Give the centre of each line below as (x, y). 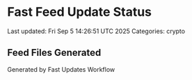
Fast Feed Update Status (79, 12)
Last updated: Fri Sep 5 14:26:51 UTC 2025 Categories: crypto (96, 31)
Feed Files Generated (54, 53)
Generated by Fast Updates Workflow (61, 69)
